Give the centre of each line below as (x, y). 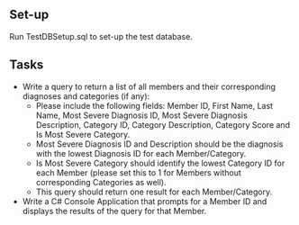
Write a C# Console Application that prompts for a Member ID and (145, 201)
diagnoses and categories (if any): (86, 96)
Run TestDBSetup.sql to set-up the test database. (101, 36)
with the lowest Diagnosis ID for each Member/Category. (141, 153)
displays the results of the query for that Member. (114, 211)
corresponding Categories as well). (101, 182)
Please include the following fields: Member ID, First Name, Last (154, 105)
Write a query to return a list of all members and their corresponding (149, 86)
